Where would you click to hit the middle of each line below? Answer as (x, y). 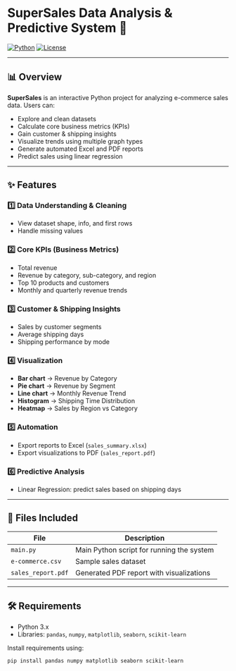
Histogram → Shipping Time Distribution (76, 401)
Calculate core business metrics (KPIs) (73, 126)
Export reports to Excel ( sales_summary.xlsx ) (82, 445)
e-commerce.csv (36, 561)
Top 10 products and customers (63, 283)
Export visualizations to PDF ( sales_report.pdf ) (86, 453)
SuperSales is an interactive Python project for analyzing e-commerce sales (118, 97)
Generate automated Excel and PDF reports (80, 149)
